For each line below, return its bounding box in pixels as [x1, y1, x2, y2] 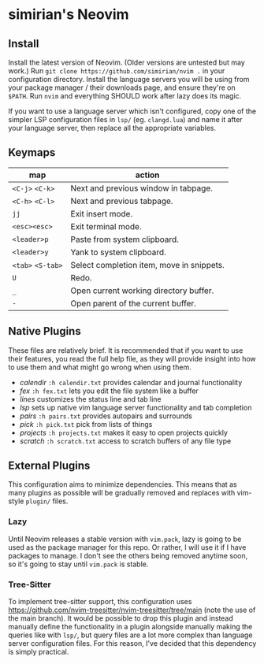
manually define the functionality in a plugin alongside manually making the [8, 622, 253, 632]
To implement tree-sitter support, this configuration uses [8, 597, 192, 607]
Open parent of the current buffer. [70, 298, 197, 309]
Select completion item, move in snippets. [70, 259, 225, 270]
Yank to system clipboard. [70, 247, 167, 258]
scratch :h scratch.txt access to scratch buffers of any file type [19, 436, 232, 446]
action [135, 169, 160, 180]
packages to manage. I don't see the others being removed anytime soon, [8, 551, 248, 560]
